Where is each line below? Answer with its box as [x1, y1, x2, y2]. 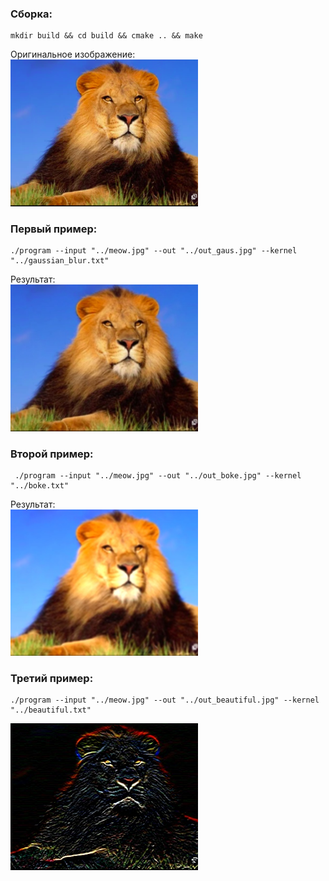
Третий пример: [10, 671, 94, 685]
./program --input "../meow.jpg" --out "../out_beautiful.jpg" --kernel [10, 695, 320, 706]
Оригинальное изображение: [10, 48, 136, 61]
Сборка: [10, 7, 53, 21]
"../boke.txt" [10, 480, 70, 491]
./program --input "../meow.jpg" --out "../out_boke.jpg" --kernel [14, 470, 302, 481]
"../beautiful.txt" [10, 705, 92, 716]
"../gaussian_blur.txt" [10, 256, 110, 266]
